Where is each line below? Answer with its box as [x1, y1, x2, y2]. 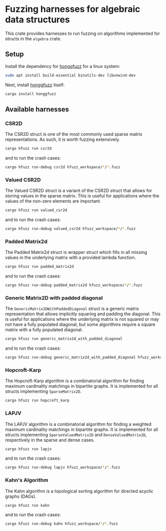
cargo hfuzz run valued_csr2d [5, 208, 68, 213]
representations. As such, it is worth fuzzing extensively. [5, 136, 120, 142]
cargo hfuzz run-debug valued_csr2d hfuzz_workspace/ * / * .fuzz [5, 227, 136, 232]
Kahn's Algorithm [5, 477, 48, 484]
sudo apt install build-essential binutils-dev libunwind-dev [5, 73, 136, 78]
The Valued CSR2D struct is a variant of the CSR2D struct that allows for [5, 187, 152, 194]
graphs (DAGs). [5, 493, 37, 499]
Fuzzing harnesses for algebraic [5, 3, 141, 15]
